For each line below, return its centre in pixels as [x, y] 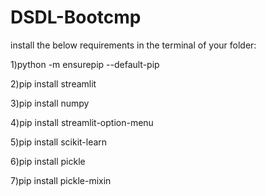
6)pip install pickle [48, 161]
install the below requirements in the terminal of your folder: [133, 45]
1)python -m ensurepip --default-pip [85, 64]
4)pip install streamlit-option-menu [82, 122]
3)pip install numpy [50, 103]
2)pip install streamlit [53, 83]
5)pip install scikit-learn [59, 142]
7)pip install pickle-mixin [61, 180]
